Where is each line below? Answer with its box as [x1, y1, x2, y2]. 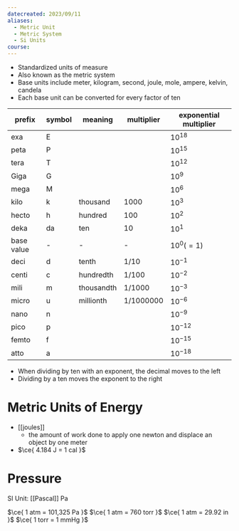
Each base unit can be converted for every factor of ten [17, 93, 181, 102]
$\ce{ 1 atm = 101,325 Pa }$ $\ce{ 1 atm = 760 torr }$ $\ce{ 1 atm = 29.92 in [7, 508, 229, 517]
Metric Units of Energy [7, 399, 144, 416]
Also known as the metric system [17, 70, 115, 79]
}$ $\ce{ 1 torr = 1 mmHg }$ [7, 515, 89, 524]
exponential [179, 110, 221, 120]
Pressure [7, 470, 62, 487]
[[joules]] [17, 423, 45, 431]
